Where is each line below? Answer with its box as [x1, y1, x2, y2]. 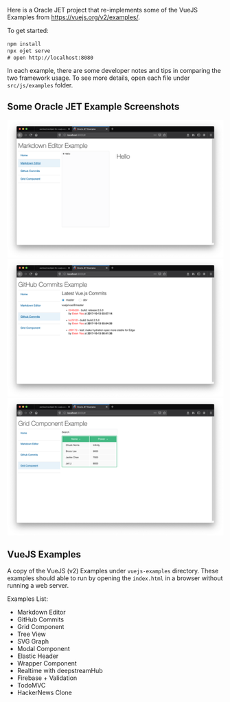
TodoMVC [16, 681, 46, 690]
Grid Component [16, 623, 65, 631]
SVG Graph [16, 637, 49, 646]
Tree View [16, 630, 46, 639]
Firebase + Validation [16, 674, 78, 682]
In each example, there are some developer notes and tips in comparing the [7, 67, 221, 74]
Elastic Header [16, 652, 59, 660]
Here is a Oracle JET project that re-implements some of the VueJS [7, 6, 198, 14]
